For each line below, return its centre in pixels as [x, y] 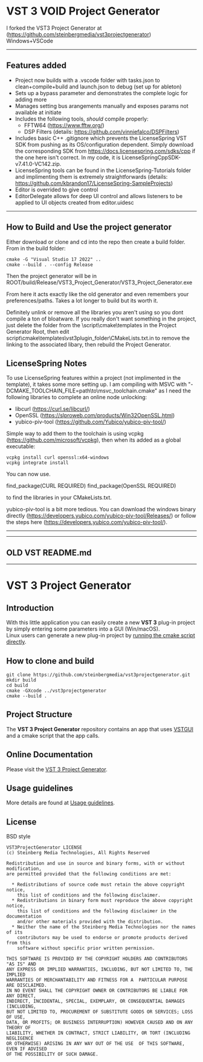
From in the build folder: [36, 248]
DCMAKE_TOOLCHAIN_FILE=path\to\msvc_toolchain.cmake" [82, 391]
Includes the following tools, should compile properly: [82, 119]
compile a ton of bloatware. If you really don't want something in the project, [101, 319]
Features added [37, 66]
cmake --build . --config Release [50, 265]
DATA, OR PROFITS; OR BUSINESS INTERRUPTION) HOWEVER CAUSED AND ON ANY [100, 1023]
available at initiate [38, 112]
